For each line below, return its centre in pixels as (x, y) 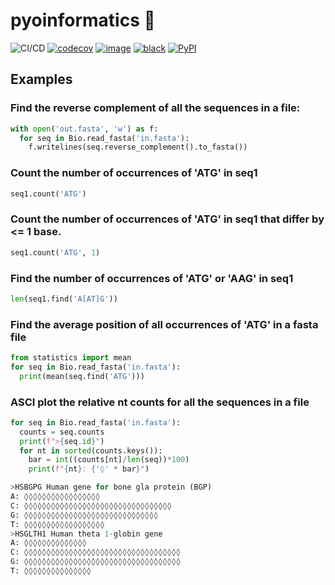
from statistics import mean (71, 358)
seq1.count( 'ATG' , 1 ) (55, 252)
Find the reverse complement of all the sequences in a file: (155, 108)
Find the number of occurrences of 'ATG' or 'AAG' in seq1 (152, 278)
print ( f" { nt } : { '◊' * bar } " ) (89, 469)
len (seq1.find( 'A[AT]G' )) (64, 299)
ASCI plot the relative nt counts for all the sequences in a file (160, 402)
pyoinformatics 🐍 (83, 20)
